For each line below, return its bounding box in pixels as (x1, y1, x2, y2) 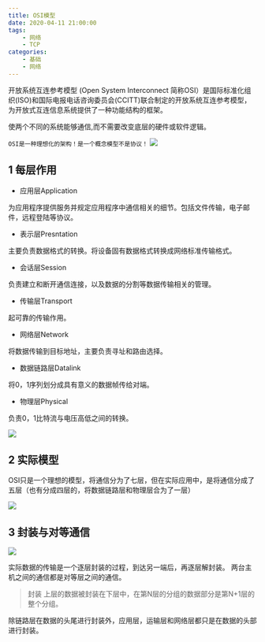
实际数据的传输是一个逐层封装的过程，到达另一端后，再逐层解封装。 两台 (8, 562, 245, 572)
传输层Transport (19, 296, 73, 306)
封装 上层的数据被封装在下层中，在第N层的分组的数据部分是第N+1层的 (27, 589, 255, 599)
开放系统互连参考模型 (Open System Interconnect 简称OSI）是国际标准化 (8, 85, 244, 95)
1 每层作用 (8, 163, 58, 177)
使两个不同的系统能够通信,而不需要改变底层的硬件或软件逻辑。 (8, 121, 211, 131)
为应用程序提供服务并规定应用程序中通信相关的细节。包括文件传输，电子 (8, 202, 243, 212)
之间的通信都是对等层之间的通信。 (14, 573, 126, 582)
